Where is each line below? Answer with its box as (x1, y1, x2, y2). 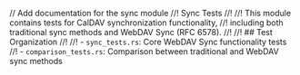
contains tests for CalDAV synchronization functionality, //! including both (9, 17, 284, 28)
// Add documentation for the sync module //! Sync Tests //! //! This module (9, 8, 292, 18)
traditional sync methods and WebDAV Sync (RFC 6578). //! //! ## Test (9, 27, 273, 37)
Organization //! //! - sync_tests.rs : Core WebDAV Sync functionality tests (9, 36, 287, 47)
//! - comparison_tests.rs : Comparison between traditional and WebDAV (9, 46, 279, 57)
